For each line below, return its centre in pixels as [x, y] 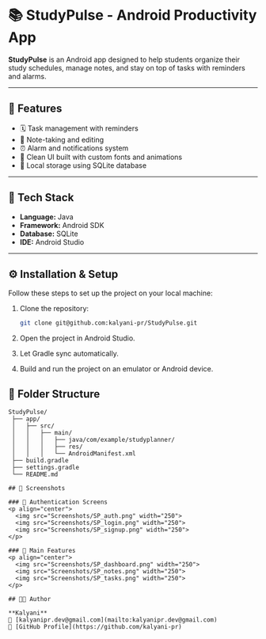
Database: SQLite [49, 234]
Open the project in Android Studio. [78, 338]
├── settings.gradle [46, 468]
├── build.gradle [40, 461]
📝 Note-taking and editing [62, 139]
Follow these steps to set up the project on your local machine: [110, 293]
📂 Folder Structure [54, 394]
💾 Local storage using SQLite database [83, 165]
